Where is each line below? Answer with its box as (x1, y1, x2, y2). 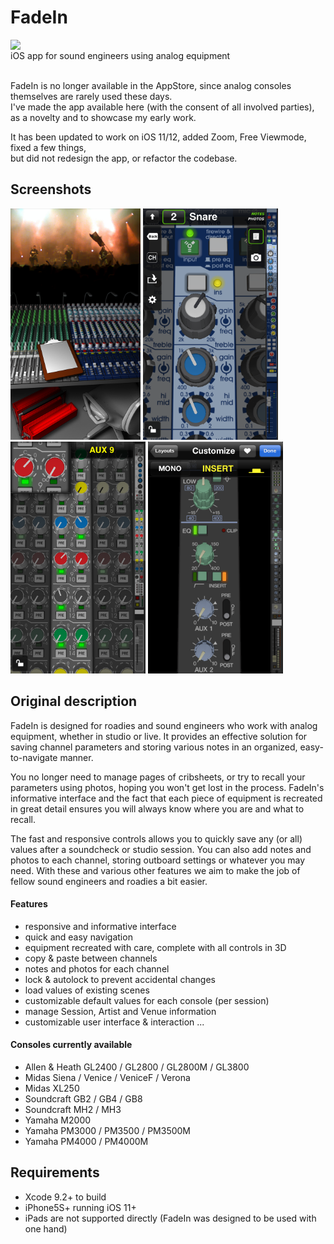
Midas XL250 (24, 1082, 80, 1094)
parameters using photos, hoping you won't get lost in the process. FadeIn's (10, 781, 325, 793)
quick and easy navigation (24, 931, 133, 943)
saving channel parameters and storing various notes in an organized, (10, 741, 298, 753)
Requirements (10, 1164, 100, 1181)
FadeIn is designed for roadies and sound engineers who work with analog (10, 719, 318, 731)
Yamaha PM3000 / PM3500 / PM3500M (24, 1124, 191, 1136)
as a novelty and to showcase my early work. (10, 111, 197, 123)
